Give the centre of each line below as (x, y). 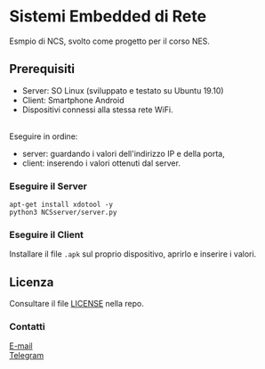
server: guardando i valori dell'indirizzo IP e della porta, (123, 153)
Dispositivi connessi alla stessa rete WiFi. (97, 110)
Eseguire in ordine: (44, 136)
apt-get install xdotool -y (61, 205)
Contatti (28, 327)
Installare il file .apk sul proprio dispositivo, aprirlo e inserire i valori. (133, 254)
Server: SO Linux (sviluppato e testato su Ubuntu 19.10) (123, 90)
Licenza (32, 282)
